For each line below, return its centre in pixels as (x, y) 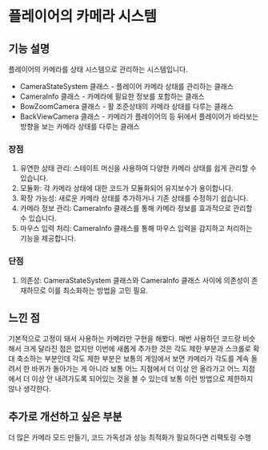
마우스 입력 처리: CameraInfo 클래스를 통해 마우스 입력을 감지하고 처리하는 (136, 229)
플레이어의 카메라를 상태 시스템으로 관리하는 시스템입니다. (98, 69)
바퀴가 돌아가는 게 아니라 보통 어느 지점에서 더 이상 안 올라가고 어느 (136, 369)
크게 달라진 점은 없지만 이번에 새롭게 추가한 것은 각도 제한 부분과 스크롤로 (137, 349)
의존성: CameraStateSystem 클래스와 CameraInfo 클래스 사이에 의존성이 (135, 280)
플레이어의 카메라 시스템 (83, 16)
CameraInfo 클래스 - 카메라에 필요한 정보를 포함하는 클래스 (112, 96)
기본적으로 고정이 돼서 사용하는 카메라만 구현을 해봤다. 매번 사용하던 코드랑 (125, 339)
